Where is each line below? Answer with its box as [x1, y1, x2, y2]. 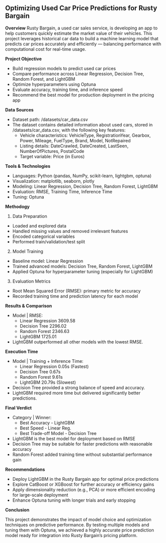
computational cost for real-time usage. [5, 46, 86, 52]
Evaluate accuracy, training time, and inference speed [12, 87, 123, 93]
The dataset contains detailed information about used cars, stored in [12, 121, 153, 127]
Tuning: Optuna [12, 194, 44, 200]
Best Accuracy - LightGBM [19, 420, 75, 426]
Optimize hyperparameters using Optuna [12, 81, 96, 87]
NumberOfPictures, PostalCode [19, 148, 84, 154]
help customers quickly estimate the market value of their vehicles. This [5, 30, 153, 36]
